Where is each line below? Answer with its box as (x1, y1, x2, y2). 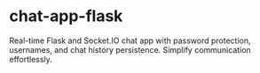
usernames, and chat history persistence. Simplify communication (9, 44, 251, 55)
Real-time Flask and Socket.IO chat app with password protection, (9, 35, 251, 46)
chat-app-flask (9, 6, 123, 26)
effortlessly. (9, 54, 53, 64)
